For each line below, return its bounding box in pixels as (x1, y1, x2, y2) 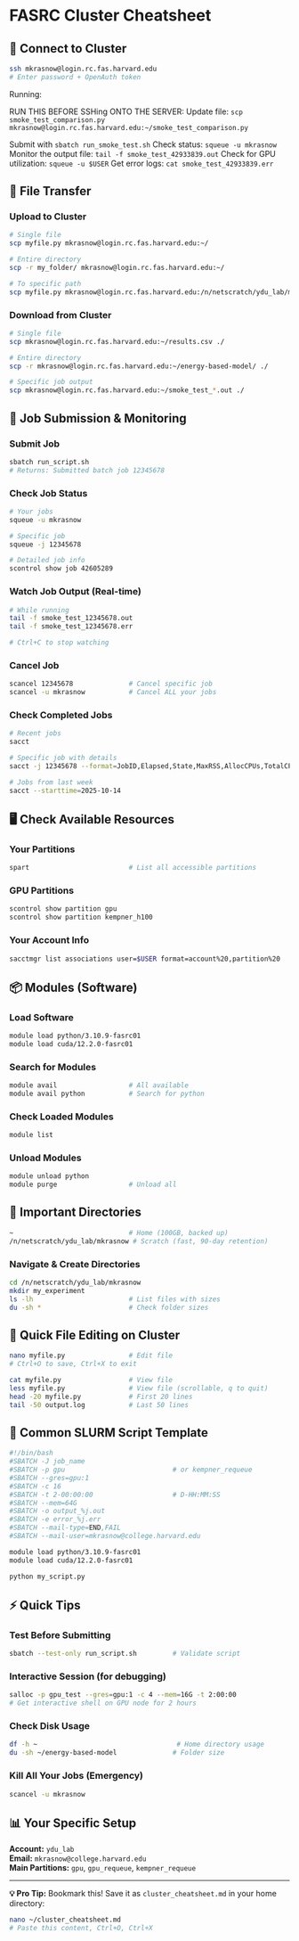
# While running (9, 605, 69, 615)
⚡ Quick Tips (9, 1597, 81, 1613)
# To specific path (9, 279, 82, 288)
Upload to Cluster (9, 210, 87, 223)
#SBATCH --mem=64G (9, 1498, 77, 1507)
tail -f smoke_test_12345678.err (9, 622, 133, 631)
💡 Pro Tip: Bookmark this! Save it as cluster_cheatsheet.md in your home (9, 1888, 278, 1899)
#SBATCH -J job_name (9, 1457, 86, 1466)
